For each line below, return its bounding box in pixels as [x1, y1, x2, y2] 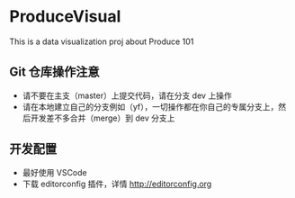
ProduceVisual [9, 6, 121, 27]
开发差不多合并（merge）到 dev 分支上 [30, 112, 175, 123]
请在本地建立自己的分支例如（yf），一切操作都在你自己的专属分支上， [22, 101, 279, 112]
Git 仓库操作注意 [9, 65, 101, 80]
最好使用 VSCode [22, 166, 87, 177]
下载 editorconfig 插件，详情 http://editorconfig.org [22, 178, 212, 189]
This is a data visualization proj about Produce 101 [9, 36, 194, 47]
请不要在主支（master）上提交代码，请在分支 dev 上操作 [22, 90, 232, 101]
